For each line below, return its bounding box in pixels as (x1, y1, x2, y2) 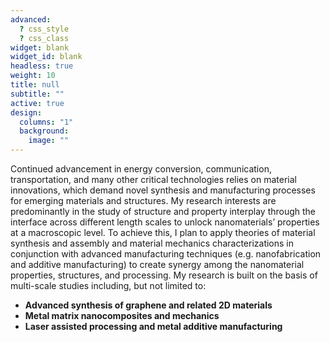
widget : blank (10, 42, 70, 53)
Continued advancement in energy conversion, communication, (10, 163, 272, 175)
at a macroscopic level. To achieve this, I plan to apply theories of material (10, 227, 316, 238)
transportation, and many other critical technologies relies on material (10, 174, 297, 185)
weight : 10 (10, 71, 56, 81)
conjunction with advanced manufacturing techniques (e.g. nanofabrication (10, 248, 322, 260)
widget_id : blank (10, 52, 83, 62)
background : (19, 126, 70, 136)
